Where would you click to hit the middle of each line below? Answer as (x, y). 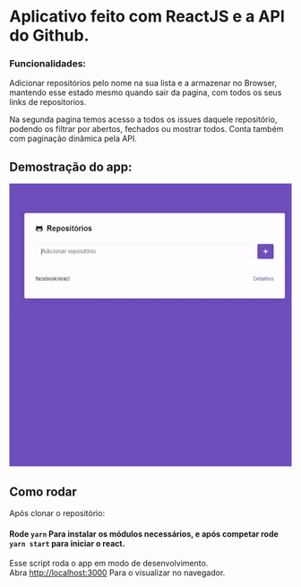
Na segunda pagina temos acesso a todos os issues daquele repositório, (143, 119)
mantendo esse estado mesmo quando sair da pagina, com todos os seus (146, 92)
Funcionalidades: (48, 64)
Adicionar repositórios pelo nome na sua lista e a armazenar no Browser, (143, 83)
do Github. (49, 35)
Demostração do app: (71, 166)
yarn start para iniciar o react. (67, 543)
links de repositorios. (48, 102)
